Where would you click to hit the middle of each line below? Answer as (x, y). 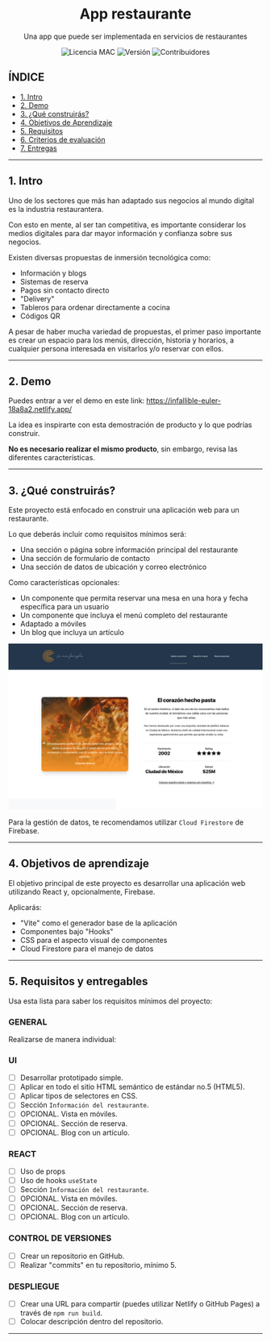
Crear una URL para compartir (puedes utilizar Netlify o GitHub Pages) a (140, 1304)
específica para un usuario (65, 607)
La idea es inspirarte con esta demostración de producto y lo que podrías (130, 425)
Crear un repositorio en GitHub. (72, 1256)
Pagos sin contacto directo (65, 290)
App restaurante (135, 14)
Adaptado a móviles (53, 624)
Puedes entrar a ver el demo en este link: (77, 401)
